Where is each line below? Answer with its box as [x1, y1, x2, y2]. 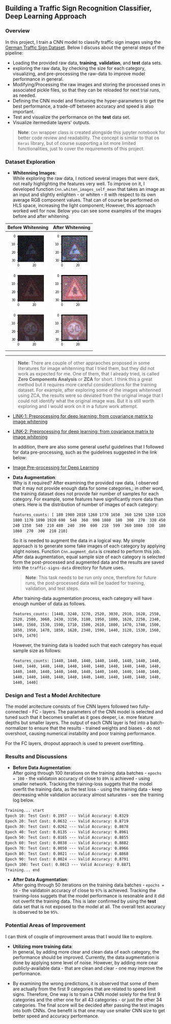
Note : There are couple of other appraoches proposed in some [17, 360, 150, 366]
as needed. [12, 92, 37, 98]
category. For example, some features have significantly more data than [12, 496, 164, 502]
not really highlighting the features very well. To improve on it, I [12, 181, 145, 187]
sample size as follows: [12, 647, 62, 654]
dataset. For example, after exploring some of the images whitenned [17, 387, 161, 393]
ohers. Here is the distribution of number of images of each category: [12, 501, 159, 507]
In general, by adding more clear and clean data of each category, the [12, 948, 159, 955]
